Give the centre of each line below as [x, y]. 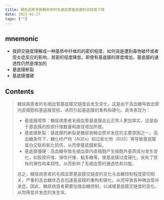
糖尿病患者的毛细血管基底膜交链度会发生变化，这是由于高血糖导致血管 [88, 104]
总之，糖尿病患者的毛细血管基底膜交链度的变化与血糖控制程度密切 [84, 174]
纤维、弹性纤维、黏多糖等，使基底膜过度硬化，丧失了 [100, 157]
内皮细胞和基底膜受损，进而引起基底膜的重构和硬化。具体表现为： [84, 110]
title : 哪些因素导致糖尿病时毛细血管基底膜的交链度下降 [55, 10]
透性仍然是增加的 [29, 63]
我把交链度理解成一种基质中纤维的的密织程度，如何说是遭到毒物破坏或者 [85, 51]
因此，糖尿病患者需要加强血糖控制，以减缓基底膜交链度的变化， [95, 186]
